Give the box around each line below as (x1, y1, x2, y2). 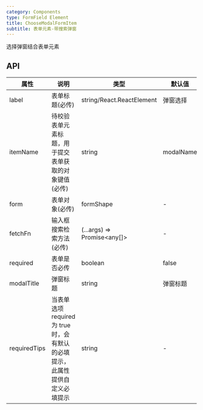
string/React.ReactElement (81, 96, 157, 104)
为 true (51, 321, 71, 330)
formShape (81, 200, 113, 208)
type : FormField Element (6, 14, 69, 21)
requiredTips (9, 344, 46, 353)
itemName (9, 148, 39, 156)
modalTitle (9, 279, 39, 287)
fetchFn (9, 229, 31, 238)
